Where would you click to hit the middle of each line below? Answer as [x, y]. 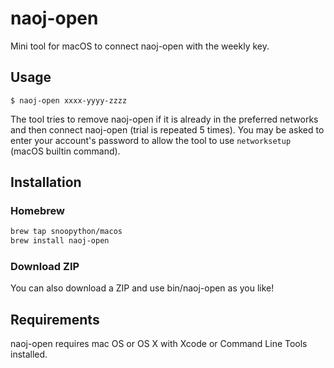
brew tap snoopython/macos [66, 232]
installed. [29, 354]
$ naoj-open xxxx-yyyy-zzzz [69, 100]
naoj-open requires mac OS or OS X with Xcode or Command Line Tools [159, 344]
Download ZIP [45, 267]
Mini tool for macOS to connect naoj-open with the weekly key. [140, 46]
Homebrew [37, 211]
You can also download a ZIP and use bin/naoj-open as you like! [142, 288]
